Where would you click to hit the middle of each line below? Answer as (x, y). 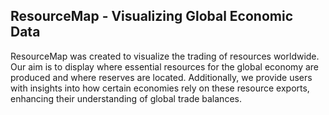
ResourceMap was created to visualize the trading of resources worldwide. (165, 56)
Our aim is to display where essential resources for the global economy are (165, 66)
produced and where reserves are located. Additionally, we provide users (161, 77)
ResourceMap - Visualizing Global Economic (152, 16)
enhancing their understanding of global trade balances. (126, 98)
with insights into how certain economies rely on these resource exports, (160, 88)
